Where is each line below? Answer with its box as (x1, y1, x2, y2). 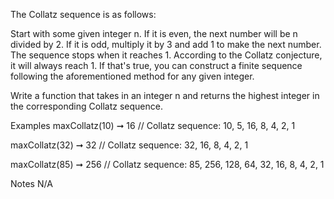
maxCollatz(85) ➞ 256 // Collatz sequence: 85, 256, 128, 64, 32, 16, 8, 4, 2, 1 (10, 159, 325, 170)
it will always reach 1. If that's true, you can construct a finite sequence (10, 60, 303, 71)
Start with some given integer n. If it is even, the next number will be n (10, 28, 298, 39)
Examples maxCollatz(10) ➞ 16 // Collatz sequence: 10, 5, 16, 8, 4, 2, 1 (10, 120, 296, 131)
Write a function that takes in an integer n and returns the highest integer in (10, 90, 320, 101)
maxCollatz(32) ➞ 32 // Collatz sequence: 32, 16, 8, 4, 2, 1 (10, 139, 249, 151)
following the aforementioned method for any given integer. (10, 70, 255, 82)
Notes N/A (10, 178, 53, 189)
